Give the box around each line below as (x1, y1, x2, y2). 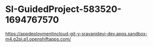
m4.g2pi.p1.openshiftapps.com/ (5, 36, 71, 42)
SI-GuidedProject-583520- (5, 3, 122, 15)
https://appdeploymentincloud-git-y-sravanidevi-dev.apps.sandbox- (5, 30, 148, 36)
